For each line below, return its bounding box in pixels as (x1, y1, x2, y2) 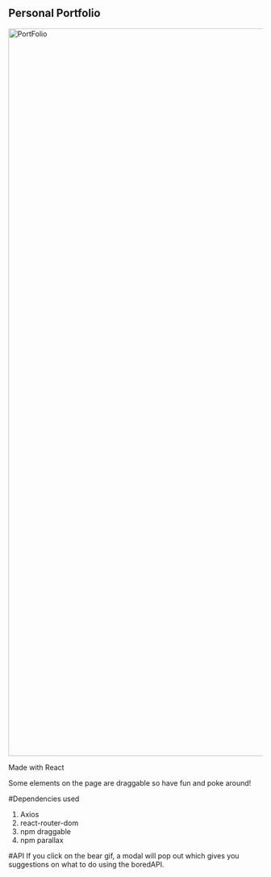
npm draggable (19, 826, 71, 836)
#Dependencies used (8, 794, 80, 803)
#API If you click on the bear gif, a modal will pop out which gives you (8, 850, 240, 860)
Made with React (8, 762, 65, 772)
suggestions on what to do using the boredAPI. (8, 859, 165, 869)
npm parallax (19, 835, 64, 845)
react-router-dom (19, 818, 79, 828)
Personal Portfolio (8, 6, 101, 20)
